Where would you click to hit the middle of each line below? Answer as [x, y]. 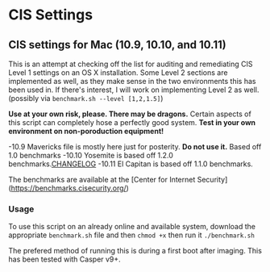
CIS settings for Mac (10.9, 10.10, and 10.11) [118, 45]
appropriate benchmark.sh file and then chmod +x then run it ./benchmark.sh [132, 235]
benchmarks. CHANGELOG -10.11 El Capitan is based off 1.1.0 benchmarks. [131, 164]
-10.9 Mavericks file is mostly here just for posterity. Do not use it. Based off [135, 146]
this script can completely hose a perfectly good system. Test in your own [132, 122]
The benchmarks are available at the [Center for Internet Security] [118, 180]
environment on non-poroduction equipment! [86, 131]
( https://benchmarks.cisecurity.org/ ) [69, 188]
